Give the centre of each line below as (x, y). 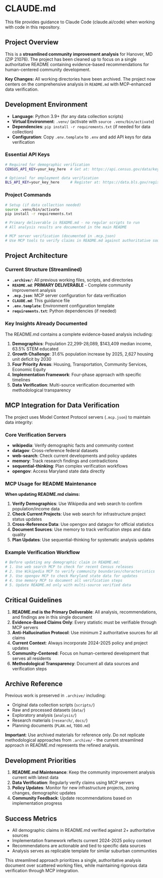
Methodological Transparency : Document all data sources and (75, 663)
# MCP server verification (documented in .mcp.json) (61, 236)
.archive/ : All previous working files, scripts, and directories (73, 280)
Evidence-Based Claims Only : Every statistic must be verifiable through (84, 622)
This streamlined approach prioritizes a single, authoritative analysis (73, 860)
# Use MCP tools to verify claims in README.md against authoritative (78, 240)
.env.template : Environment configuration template (63, 306)
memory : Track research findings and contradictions (65, 461)
